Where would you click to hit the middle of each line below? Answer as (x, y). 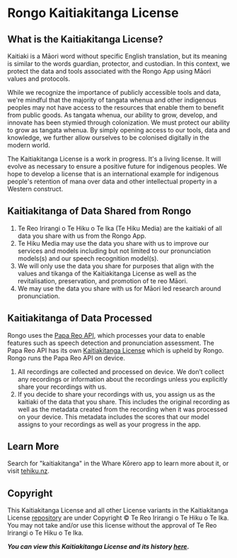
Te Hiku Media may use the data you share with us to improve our (113, 243)
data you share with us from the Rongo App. (82, 236)
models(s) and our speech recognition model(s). (88, 258)
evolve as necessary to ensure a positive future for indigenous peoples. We (117, 166)
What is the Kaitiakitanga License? (85, 39)
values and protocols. (39, 79)
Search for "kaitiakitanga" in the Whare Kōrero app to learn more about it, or (118, 463)
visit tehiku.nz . (28, 471)
